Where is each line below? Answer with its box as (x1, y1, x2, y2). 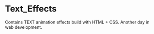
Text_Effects (5, 3, 57, 14)
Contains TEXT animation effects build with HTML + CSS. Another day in (5, 19, 150, 25)
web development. (5, 24, 42, 30)
